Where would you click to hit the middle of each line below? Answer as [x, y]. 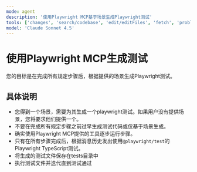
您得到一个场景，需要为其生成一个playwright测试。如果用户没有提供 [96, 112]
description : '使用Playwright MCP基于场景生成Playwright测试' [79, 17]
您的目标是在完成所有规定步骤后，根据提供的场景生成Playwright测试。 [91, 76]
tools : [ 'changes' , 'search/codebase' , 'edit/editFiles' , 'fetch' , [90, 22]
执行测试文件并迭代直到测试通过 [53, 163]
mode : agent [21, 11]
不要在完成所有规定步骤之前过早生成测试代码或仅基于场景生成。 [91, 126]
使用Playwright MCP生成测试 [77, 59]
